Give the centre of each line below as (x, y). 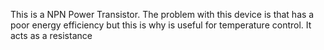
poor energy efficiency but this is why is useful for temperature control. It (161, 25)
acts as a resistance (51, 35)
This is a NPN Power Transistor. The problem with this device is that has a (162, 14)
